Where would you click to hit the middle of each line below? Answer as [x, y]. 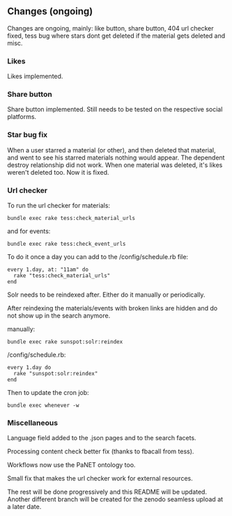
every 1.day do [29, 368]
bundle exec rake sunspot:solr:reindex [65, 342]
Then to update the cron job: [48, 392]
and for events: [29, 231]
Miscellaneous [32, 423]
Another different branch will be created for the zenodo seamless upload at [115, 499]
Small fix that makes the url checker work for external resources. [100, 478]
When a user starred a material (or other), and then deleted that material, [111, 150]
